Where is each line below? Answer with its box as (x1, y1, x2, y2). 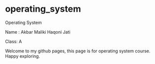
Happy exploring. (5, 53, 40, 59)
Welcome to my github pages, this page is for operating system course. (5, 48, 151, 54)
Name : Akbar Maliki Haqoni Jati (5, 29, 71, 35)
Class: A (5, 38, 22, 44)
